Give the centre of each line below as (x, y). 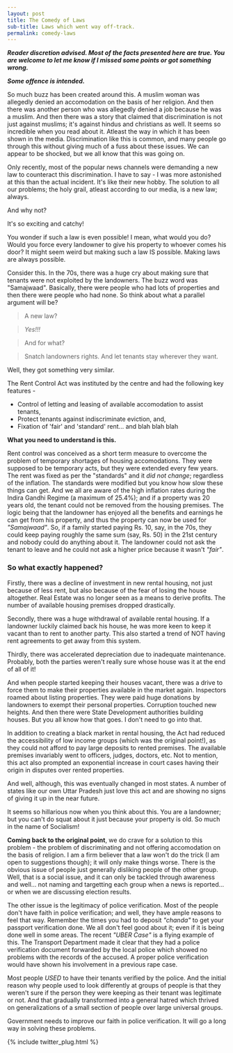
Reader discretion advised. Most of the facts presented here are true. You (116, 53)
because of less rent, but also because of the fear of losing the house (107, 590)
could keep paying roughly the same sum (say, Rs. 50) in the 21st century (112, 535)
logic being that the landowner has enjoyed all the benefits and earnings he (115, 513)
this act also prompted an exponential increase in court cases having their (113, 762)
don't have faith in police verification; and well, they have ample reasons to (114, 912)
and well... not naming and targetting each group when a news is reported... (116, 884)
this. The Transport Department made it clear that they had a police (104, 942)
